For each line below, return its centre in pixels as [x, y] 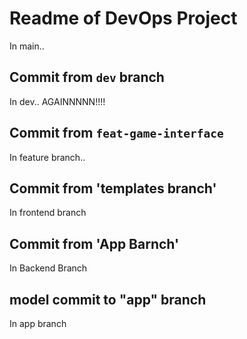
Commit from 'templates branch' [113, 188]
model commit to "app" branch [108, 299]
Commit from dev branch [87, 77]
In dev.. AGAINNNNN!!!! [57, 101]
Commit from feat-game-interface [116, 133]
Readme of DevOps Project [123, 18]
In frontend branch [48, 213]
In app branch [38, 323]
